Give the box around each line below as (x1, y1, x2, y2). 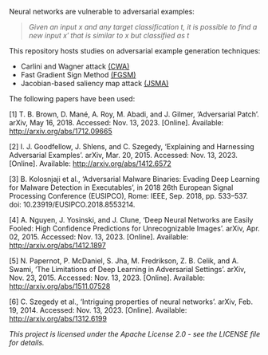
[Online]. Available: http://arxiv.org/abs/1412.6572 (9, 159, 172, 168)
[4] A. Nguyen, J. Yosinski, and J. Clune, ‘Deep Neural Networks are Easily (9, 215, 254, 224)
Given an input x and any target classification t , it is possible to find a (28, 22, 258, 31)
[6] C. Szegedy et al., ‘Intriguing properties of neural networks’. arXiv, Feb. (9, 297, 254, 306)
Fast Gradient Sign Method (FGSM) (20, 70, 136, 79)
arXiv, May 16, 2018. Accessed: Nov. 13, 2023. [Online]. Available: (9, 118, 224, 127)
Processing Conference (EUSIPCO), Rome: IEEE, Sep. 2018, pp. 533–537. (9, 191, 249, 200)
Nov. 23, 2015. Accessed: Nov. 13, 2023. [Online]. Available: (9, 273, 206, 282)
